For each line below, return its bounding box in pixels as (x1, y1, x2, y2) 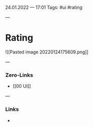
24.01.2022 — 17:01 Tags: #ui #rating (5, 5, 83, 10)
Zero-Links (5, 71, 34, 79)
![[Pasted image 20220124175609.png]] (5, 48, 89, 55)
